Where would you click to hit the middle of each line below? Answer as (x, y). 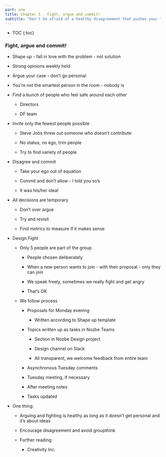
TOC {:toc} (23, 33)
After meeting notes (47, 387)
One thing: (23, 406)
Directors (29, 104)
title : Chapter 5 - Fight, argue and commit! (53, 14)
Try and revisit (34, 219)
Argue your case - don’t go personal (49, 76)
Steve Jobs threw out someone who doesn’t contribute (76, 133)
